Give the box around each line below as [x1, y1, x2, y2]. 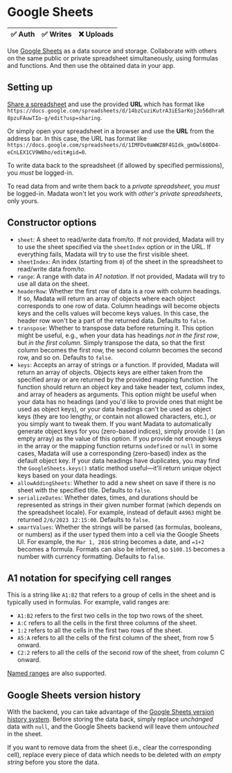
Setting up [7, 81, 53, 94]
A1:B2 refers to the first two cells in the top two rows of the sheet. [17, 611, 204, 620]
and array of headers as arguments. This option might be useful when [17, 390, 217, 398]
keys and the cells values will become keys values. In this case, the [17, 309, 209, 317]
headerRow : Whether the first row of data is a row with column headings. [17, 287, 222, 295]
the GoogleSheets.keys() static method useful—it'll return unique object [17, 464, 222, 472]
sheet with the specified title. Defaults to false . [17, 486, 152, 494]
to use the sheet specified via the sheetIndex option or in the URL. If [17, 242, 211, 250]
